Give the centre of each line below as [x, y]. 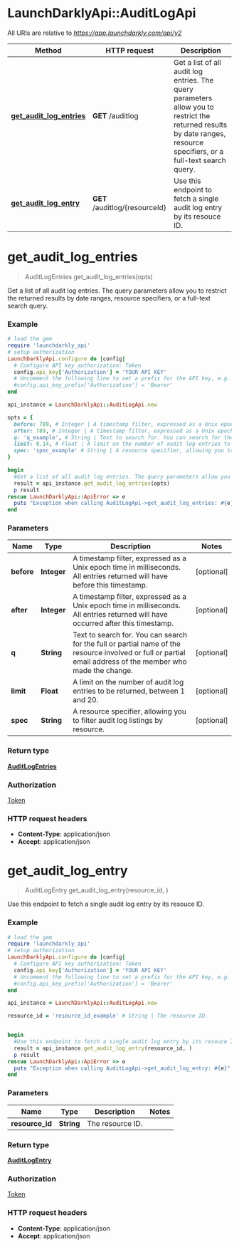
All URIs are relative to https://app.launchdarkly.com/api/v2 [95, 33]
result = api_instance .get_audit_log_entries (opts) [92, 483]
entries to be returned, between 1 [128, 691]
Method [48, 50]
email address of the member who [129, 662]
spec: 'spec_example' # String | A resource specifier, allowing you [119, 451]
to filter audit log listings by [118, 721]
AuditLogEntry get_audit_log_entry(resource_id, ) [96, 890]
